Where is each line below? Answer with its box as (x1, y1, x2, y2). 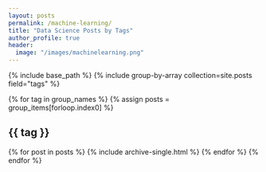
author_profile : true (8, 33, 80, 42)
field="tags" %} (8, 79, 61, 88)
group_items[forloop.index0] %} (8, 103, 114, 112)
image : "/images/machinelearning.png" (15, 49, 145, 57)
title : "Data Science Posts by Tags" (8, 26, 134, 34)
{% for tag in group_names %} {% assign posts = (8, 95, 170, 104)
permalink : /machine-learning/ (8, 19, 112, 27)
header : (8, 41, 34, 49)
